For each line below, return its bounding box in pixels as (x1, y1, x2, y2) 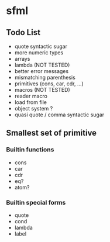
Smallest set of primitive (6, 128, 97, 138)
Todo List (6, 27, 41, 37)
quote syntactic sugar (14, 43, 67, 50)
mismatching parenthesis (14, 74, 76, 81)
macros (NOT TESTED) (14, 87, 70, 93)
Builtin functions (6, 146, 54, 154)
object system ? (14, 105, 53, 112)
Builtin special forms (6, 198, 66, 206)
